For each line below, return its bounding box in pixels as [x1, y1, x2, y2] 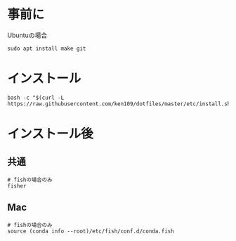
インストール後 [7, 126, 93, 142]
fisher [7, 182, 27, 190]
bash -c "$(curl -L [7, 94, 65, 101]
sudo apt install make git [7, 45, 86, 52]
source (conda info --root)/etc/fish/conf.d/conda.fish [7, 228, 174, 235]
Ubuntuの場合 [7, 31, 48, 39]
